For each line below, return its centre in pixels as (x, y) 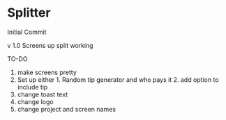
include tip (32, 87)
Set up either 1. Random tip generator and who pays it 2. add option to (118, 79)
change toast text (43, 94)
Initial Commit (27, 32)
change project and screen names (67, 109)
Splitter (29, 13)
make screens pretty (47, 72)
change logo (35, 101)
